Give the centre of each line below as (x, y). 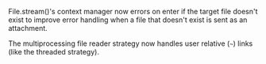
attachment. (28, 28)
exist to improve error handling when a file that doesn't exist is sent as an (128, 20)
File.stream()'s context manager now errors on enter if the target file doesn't (133, 11)
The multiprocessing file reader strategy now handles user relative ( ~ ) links (131, 43)
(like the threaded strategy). (54, 52)
